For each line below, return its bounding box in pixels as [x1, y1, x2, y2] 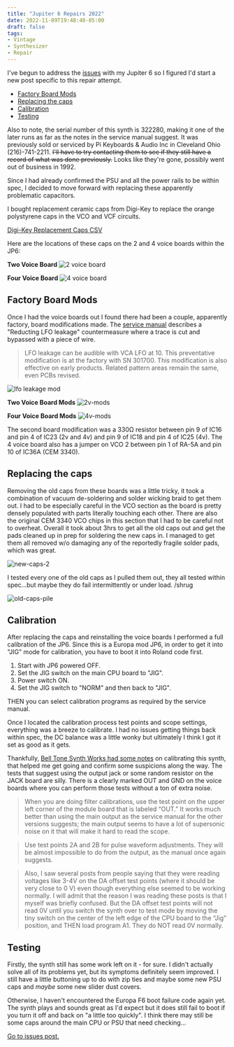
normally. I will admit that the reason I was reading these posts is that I [24, 892, 227, 900]
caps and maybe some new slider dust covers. [7, 983, 142, 991]
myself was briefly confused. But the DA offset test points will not [24, 899, 213, 908]
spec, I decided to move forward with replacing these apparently [7, 183, 193, 192]
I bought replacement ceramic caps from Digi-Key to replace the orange [7, 204, 215, 213]
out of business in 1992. [7, 162, 76, 171]
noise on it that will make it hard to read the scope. [24, 827, 170, 835]
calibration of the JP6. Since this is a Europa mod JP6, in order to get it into [7, 640, 224, 649]
